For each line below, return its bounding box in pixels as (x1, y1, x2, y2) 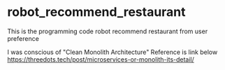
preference (7, 34, 40, 42)
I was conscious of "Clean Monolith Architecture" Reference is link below (7, 48, 218, 56)
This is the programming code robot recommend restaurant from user (7, 27, 208, 35)
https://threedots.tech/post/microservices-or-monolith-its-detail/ (7, 55, 194, 63)
